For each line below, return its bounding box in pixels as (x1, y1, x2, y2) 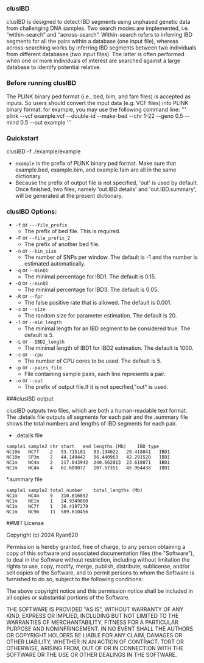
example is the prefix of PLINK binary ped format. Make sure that (15, 159, 177, 167)
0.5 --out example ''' (20, 118, 72, 126)
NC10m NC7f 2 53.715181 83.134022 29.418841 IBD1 (6, 449, 171, 455)
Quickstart (6, 134, 39, 142)
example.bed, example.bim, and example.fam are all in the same (15, 166, 177, 173)
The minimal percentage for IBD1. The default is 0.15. (24, 273, 157, 280)
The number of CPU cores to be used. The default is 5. (24, 357, 162, 364)
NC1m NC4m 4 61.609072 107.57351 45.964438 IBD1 (6, 465, 171, 471)
